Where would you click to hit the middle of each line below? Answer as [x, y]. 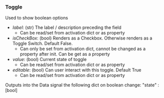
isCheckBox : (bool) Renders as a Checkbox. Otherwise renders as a [82, 38]
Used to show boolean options [37, 18]
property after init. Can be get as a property [65, 54]
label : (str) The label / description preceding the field [67, 27]
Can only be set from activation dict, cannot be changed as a [83, 49]
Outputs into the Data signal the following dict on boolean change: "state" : [82, 85]
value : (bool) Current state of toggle [49, 59]
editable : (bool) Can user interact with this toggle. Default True [77, 70]
